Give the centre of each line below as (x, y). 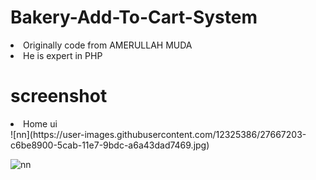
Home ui (40, 123)
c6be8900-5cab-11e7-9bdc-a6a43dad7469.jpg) (110, 145)
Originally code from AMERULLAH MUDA (108, 45)
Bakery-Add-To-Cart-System (134, 17)
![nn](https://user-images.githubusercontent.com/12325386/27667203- (158, 134)
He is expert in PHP (63, 55)
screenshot (59, 96)
